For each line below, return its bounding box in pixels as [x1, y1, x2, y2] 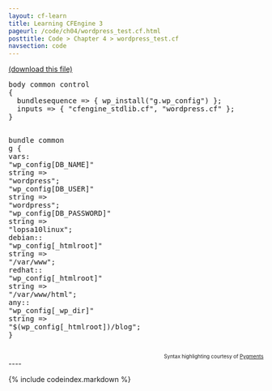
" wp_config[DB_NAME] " [8, 160, 95, 170]
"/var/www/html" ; [8, 290, 77, 299]
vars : [8, 152, 31, 161]
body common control [8, 80, 91, 89]
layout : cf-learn [8, 11, 67, 20]
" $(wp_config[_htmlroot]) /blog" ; [8, 322, 142, 332]
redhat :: [8, 265, 43, 275]
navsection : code [8, 42, 67, 50]
